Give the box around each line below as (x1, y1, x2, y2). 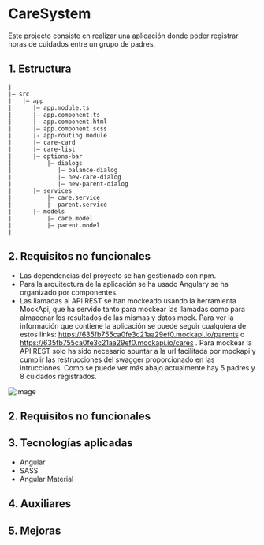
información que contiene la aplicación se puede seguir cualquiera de (19, 321, 247, 330)
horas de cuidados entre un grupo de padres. (8, 39, 156, 48)
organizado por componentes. (19, 288, 118, 297)
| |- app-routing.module (8, 131, 108, 139)
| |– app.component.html (8, 118, 108, 126)
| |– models (8, 207, 65, 216)
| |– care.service (8, 194, 101, 201)
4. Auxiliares (8, 497, 72, 510)
